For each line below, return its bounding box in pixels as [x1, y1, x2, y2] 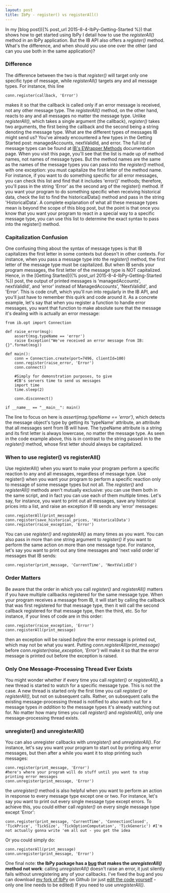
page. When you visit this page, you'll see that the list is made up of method [5, 150, 164, 157]
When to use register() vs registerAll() [5, 454, 100, 461]
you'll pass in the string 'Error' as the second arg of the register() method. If [5, 183, 164, 189]
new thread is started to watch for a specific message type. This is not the [5, 682, 161, 688]
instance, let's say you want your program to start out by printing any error [5, 745, 161, 751]
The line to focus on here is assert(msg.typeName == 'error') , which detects [5, 414, 165, 420]
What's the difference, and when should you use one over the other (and [5, 42, 157, 48]
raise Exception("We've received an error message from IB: [14, 338, 144, 343]
